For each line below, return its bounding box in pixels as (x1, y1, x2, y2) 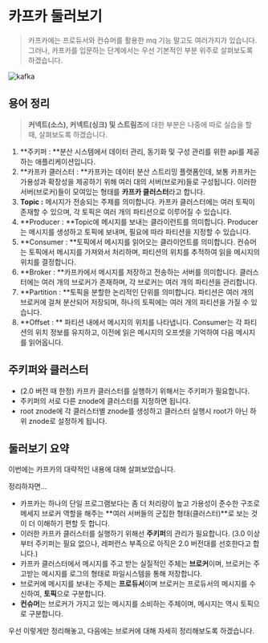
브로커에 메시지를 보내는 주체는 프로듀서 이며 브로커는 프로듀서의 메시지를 (19, 579, 248, 588)
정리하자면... (8, 482, 47, 491)
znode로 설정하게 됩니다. (28, 416, 108, 425)
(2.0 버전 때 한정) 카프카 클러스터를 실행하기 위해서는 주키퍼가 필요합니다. (19, 386, 250, 396)
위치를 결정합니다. (19, 257, 76, 267)
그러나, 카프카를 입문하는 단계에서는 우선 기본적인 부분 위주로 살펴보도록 (27, 45, 254, 55)
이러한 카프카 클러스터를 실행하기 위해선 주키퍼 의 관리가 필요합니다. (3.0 (19, 529, 246, 539)
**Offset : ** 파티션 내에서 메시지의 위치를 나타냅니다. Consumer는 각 (19, 317, 242, 327)
